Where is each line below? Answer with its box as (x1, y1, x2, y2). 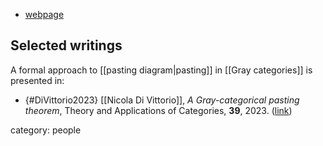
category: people (10, 124, 82, 136)
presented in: (10, 74, 65, 86)
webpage (24, 9, 65, 20)
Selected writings (10, 37, 123, 54)
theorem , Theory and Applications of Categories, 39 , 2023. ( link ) (24, 104, 293, 116)
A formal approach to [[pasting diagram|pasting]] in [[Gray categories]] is (10, 64, 313, 76)
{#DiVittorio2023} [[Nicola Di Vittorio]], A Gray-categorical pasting (24, 94, 300, 106)
